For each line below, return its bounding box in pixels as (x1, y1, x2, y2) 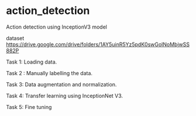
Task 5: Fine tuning (6, 103, 52, 110)
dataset (6, 34, 25, 41)
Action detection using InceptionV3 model (6, 23, 107, 30)
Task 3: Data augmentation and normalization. (6, 80, 117, 88)
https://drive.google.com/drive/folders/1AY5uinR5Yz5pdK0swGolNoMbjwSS (6, 41, 190, 48)
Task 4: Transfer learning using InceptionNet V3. (6, 92, 123, 99)
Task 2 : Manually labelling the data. (6, 69, 92, 76)
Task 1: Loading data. (6, 58, 57, 65)
